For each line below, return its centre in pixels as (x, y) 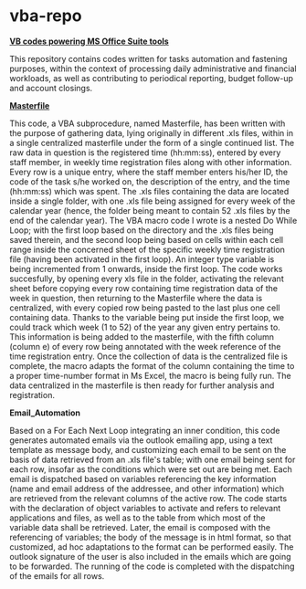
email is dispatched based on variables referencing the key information (143, 479)
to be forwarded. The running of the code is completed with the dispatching (152, 566)
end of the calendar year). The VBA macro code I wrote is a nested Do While (153, 220)
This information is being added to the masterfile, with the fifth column (142, 337)
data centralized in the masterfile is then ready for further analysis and (142, 385)
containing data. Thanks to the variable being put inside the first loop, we (147, 317)
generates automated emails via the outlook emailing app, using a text (141, 440)
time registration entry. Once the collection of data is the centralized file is (148, 356)
